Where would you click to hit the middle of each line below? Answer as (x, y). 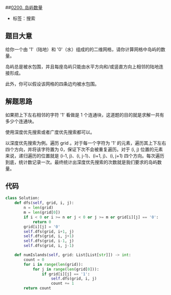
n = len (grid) (39, 208)
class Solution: (22, 198)
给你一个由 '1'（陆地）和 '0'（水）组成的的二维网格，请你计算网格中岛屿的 (83, 49)
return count (38, 288)
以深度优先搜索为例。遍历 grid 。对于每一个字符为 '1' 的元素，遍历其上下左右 (86, 143)
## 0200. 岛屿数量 (24, 7)
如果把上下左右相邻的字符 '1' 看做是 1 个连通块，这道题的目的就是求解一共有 (85, 115)
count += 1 (62, 283)
